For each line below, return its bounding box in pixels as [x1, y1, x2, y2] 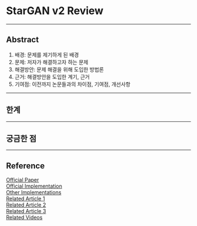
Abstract [6, 35, 39, 45]
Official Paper [6, 177, 39, 184]
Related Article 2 [6, 201, 46, 208]
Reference [6, 161, 45, 171]
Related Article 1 [6, 195, 45, 202]
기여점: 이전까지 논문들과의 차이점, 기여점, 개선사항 [14, 81, 131, 88]
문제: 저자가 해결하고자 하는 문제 [14, 58, 89, 65]
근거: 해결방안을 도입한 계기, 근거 [14, 73, 90, 80]
